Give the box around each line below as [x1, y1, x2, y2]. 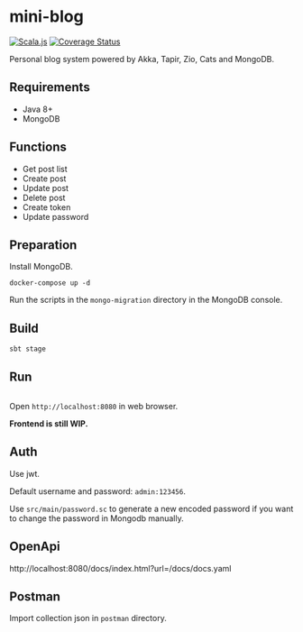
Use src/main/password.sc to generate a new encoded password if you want [9, 503, 294, 514]
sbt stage [9, 344, 47, 353]
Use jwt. [9, 468, 41, 479]
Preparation [9, 237, 78, 252]
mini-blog [9, 6, 84, 27]
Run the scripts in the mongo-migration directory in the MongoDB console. [9, 295, 283, 306]
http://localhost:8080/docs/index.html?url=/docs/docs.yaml [9, 563, 232, 573]
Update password [22, 211, 89, 222]
